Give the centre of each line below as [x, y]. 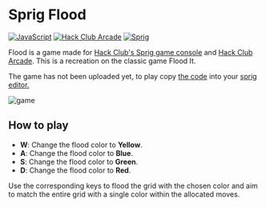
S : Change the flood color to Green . [79, 161]
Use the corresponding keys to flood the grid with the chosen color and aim [133, 185]
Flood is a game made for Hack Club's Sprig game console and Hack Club [131, 52]
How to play [38, 125]
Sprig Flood [47, 15]
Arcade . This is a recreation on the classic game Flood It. [102, 61]
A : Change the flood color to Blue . [77, 153]
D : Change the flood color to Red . [75, 170]
